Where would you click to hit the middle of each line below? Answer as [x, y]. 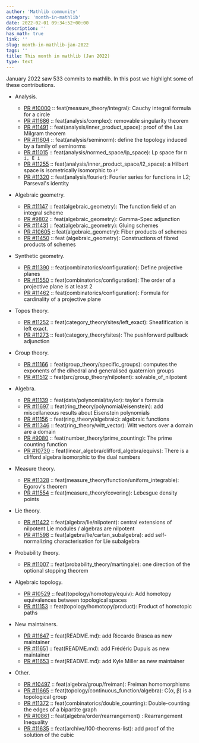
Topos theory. [32, 310]
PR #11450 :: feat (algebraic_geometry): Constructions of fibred [101, 238]
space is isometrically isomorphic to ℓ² [71, 170]
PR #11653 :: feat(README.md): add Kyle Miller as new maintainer [104, 661]
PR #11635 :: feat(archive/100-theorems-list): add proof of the [99, 728]
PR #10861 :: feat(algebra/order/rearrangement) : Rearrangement [103, 716]
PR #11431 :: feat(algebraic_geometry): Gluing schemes [91, 225]
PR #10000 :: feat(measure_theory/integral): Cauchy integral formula [107, 108]
